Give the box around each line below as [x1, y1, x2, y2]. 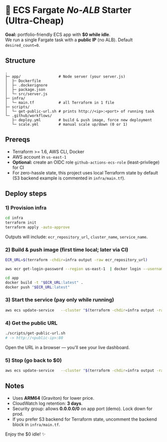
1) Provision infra [5, 204, 47, 211]
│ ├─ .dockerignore [5, 83, 48, 88]
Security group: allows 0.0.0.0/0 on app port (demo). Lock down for [12, 405, 153, 412]
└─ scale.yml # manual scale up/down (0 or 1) [11, 122, 128, 127]
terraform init [5, 220, 37, 225]
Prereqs [5, 135, 30, 144]
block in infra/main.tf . [12, 421, 61, 427]
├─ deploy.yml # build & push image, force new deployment [11, 117, 153, 122]
